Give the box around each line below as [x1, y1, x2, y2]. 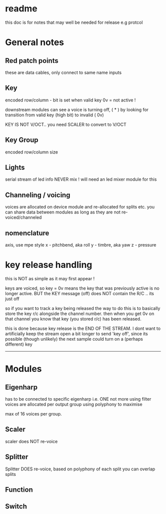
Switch [5, 502, 27, 511]
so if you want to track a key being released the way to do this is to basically [5, 305, 161, 311]
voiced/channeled [5, 214, 42, 220]
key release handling [5, 259, 92, 270]
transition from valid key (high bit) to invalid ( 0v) [5, 112, 104, 118]
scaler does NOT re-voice [5, 438, 58, 444]
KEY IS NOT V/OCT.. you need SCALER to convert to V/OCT [5, 121, 127, 127]
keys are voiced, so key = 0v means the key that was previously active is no [5, 285, 160, 291]
